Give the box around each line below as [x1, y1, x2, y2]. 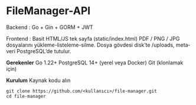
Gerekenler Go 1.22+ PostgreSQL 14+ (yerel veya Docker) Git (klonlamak [6, 59, 184, 66]
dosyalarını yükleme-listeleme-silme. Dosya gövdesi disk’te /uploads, [6, 41, 175, 48]
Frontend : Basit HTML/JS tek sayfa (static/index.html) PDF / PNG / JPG [6, 35, 180, 42]
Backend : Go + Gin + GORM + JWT [6, 24, 93, 31]
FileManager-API [6, 4, 91, 18]
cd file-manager [6, 93, 46, 99]
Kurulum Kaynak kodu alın [6, 77, 71, 84]
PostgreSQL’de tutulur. [17, 47, 71, 54]
